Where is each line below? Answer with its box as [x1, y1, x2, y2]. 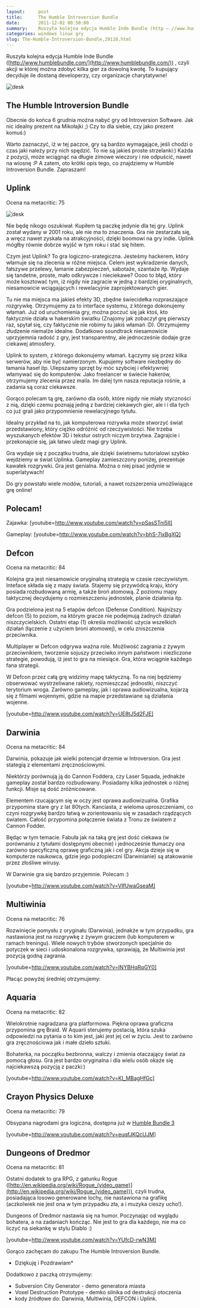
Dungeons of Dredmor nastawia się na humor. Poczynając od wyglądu [6, 1212, 179, 1219]
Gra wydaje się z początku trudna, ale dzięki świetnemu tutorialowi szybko [6, 449, 189, 456]
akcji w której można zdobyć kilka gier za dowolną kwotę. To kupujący [6, 66, 179, 72]
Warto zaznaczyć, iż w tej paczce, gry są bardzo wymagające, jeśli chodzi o [6, 141, 193, 148]
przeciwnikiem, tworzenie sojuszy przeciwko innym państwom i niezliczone [6, 649, 192, 656]
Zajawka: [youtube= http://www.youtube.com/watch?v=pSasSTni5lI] [6, 519, 173, 527]
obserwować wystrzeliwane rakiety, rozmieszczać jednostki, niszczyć [6, 680, 178, 687]
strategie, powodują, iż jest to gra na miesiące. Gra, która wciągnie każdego [6, 656, 192, 663]
